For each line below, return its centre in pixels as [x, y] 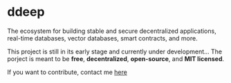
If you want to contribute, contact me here [67, 72]
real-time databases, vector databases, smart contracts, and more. [103, 38]
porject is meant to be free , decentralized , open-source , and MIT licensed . [116, 58]
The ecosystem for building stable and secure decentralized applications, [112, 31]
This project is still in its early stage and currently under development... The [115, 51]
